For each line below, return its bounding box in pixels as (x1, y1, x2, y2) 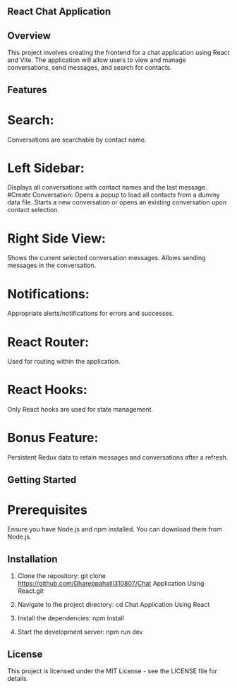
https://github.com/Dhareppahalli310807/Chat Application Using (17, 579, 205, 588)
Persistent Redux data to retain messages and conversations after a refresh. (7, 453, 229, 462)
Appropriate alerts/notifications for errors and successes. (7, 309, 174, 318)
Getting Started (7, 474, 77, 486)
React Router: (7, 334, 90, 350)
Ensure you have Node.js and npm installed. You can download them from (7, 525, 222, 534)
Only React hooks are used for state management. (7, 405, 154, 414)
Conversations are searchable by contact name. (7, 135, 147, 144)
